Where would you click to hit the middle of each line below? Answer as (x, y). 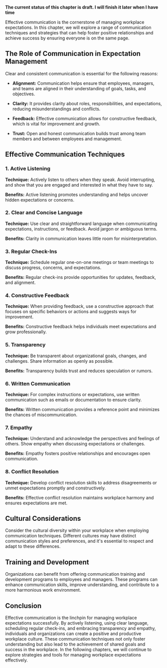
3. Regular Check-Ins (31, 251)
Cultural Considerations (43, 518)
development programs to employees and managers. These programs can (82, 579)
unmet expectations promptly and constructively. (56, 488)
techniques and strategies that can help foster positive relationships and (79, 33)
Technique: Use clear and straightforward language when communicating (81, 223)
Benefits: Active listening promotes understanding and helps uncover (77, 195)
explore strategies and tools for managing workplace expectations (73, 655)
